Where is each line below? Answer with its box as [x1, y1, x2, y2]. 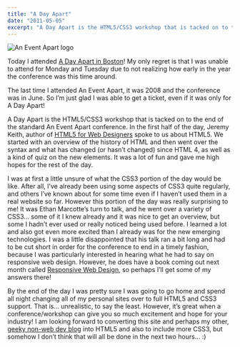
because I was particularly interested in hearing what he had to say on [7, 251, 214, 259]
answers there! [7, 273, 51, 282]
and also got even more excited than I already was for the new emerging [7, 228, 220, 236]
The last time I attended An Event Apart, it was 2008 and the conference [7, 86, 221, 95]
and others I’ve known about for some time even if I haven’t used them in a [7, 190, 227, 198]
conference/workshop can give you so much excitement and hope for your [7, 310, 228, 318]
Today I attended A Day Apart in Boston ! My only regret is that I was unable [7, 57, 229, 66]
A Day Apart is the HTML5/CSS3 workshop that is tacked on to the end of [7, 115, 224, 124]
